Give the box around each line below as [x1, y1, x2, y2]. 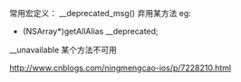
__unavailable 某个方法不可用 [9, 44, 118, 55]
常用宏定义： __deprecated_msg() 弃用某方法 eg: [9, 8, 192, 18]
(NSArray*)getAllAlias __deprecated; [22, 26, 159, 36]
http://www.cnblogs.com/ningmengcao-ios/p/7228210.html [9, 62, 232, 73]
